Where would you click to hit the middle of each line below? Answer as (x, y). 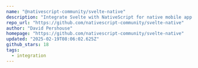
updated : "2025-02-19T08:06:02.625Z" (53, 39)
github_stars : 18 (28, 45)
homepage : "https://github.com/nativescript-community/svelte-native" (95, 34)
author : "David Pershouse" (39, 28)
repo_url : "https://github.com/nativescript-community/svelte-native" (95, 22)
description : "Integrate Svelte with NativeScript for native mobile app (99, 17)
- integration (29, 56)
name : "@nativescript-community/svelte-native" (66, 12)
